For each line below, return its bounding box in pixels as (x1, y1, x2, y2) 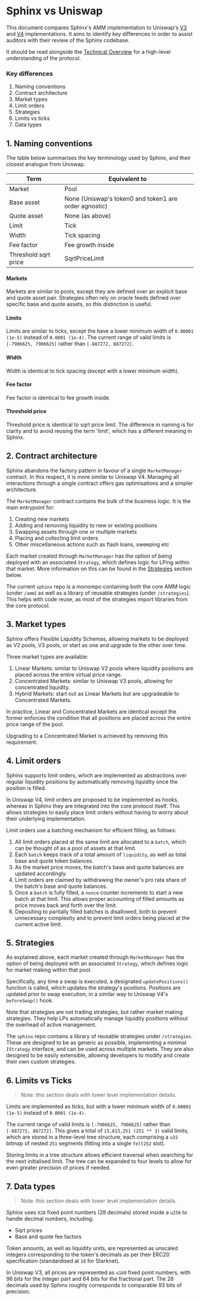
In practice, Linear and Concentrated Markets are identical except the (6, 708, 177, 715)
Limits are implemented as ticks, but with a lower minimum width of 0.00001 (6, 1103, 192, 1110)
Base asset (9, 198, 40, 207)
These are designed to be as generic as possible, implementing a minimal (6, 1039, 186, 1046)
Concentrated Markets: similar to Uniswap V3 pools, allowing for (14, 677, 173, 684)
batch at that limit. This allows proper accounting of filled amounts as (14, 895, 185, 902)
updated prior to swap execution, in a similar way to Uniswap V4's (6, 991, 168, 998)
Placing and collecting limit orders (14, 534, 98, 542)
